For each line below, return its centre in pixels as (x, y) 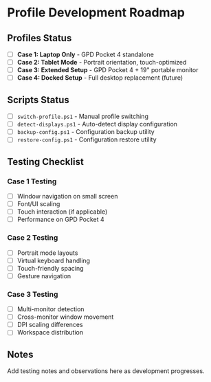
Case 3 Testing (33, 294)
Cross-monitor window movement (65, 317)
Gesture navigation (44, 276)
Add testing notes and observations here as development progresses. (106, 371)
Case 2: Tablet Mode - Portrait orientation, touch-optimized (102, 63)
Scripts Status (38, 100)
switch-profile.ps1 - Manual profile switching (83, 116)
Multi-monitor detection (51, 309)
